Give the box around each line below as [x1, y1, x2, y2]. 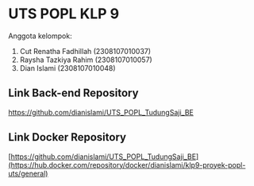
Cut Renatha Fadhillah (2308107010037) [19, 46, 152, 56]
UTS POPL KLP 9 [8, 5, 120, 23]
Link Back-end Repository [8, 87, 139, 100]
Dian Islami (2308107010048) [19, 63, 117, 72]
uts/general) [8, 169, 48, 178]
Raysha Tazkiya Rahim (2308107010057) [19, 55, 152, 64]
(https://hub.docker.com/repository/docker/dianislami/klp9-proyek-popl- [8, 160, 246, 169]
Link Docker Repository [8, 130, 127, 144]
